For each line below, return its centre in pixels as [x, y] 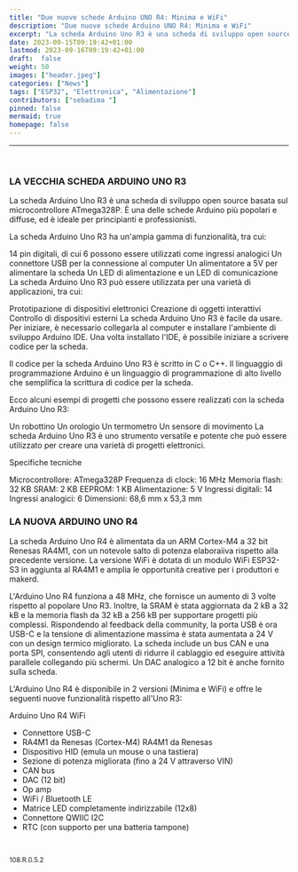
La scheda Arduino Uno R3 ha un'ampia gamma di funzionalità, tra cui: [138, 237]
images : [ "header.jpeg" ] [55, 75]
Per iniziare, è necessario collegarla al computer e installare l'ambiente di [143, 328]
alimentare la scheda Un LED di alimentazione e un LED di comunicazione [144, 273]
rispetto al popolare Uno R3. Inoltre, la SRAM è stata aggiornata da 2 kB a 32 [149, 606]
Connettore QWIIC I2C [63, 817]
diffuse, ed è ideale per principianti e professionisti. [103, 219]
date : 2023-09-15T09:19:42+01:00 [71, 42]
